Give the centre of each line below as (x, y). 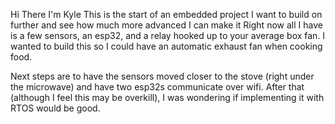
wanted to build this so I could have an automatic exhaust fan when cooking (166, 46)
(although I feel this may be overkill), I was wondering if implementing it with (167, 97)
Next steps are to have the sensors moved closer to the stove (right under (162, 76)
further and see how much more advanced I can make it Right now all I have (166, 25)
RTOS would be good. (55, 108)
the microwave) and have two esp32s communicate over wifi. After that (157, 87)
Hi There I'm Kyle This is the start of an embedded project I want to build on (166, 14)
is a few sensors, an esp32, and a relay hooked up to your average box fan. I (168, 35)
